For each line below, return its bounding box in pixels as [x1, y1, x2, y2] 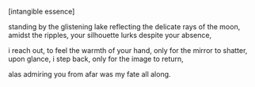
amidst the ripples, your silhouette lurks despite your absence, [8, 31, 212, 40]
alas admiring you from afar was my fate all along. [8, 70, 172, 78]
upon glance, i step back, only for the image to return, [8, 55, 184, 63]
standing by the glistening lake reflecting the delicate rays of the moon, [8, 22, 241, 31]
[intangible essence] [8, 7, 75, 16]
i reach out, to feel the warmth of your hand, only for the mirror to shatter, [8, 46, 248, 55]
